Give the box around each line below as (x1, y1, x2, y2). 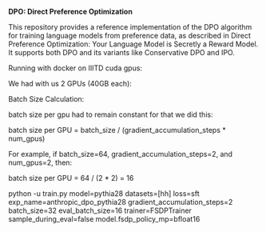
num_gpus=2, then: (8, 158, 73, 167)
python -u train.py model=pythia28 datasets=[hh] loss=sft (8, 189, 200, 198)
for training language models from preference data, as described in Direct (8, 31, 252, 40)
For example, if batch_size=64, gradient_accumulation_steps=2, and (8, 150, 233, 158)
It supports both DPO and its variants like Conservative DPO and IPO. (8, 48, 236, 57)
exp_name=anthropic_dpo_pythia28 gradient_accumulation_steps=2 (8, 198, 233, 206)
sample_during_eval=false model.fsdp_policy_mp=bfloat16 (8, 214, 200, 223)
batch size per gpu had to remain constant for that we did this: (8, 110, 213, 119)
